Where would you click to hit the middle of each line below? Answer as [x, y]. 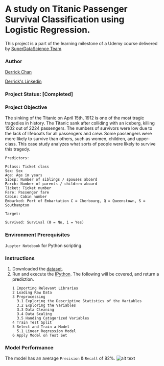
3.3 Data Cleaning [35, 310]
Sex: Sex [14, 171]
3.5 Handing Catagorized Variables [53, 318]
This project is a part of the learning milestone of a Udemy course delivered [81, 43]
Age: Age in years [24, 175]
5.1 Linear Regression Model [47, 331]
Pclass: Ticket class [27, 167]
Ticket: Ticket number [28, 188]
